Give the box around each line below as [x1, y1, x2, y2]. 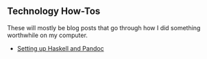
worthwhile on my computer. [7, 31, 88, 39]
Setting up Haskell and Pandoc [16, 44, 104, 52]
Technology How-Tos [7, 5, 101, 17]
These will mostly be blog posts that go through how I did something [7, 23, 201, 32]
